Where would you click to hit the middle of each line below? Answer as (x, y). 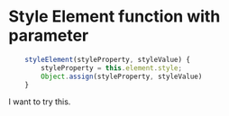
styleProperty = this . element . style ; (111, 68)
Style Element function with (114, 17)
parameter (49, 36)
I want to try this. (40, 102)
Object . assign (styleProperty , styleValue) (122, 76)
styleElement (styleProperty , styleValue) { (108, 59)
